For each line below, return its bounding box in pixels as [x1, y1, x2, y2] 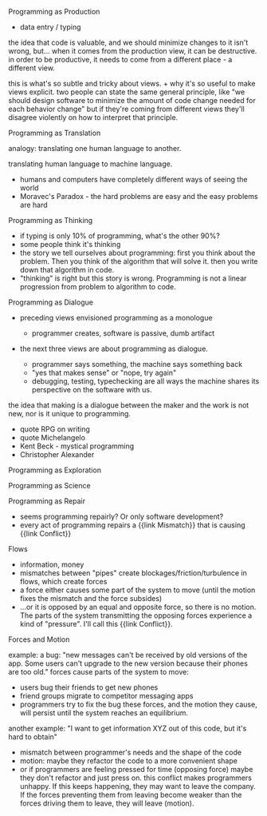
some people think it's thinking [19, 240, 121, 249]
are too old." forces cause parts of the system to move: [8, 667, 190, 676]
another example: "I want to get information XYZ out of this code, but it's [8, 723, 247, 733]
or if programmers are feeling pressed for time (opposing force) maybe [19, 765, 253, 774]
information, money [19, 559, 84, 569]
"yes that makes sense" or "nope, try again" [31, 368, 177, 377]
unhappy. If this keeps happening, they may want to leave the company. [19, 782, 257, 790]
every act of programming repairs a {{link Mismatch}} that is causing [19, 520, 245, 530]
